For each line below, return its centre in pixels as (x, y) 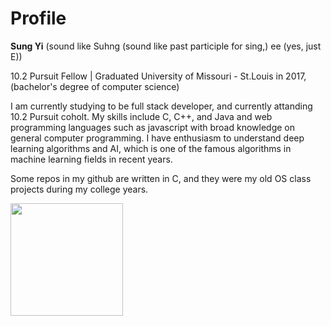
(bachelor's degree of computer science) (95, 86)
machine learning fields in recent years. (91, 159)
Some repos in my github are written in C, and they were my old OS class (161, 178)
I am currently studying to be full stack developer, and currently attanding (161, 106)
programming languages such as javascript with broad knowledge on (152, 127)
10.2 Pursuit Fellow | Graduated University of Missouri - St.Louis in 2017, (158, 76)
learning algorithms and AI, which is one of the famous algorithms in (151, 148)
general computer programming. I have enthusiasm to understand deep (157, 138)
